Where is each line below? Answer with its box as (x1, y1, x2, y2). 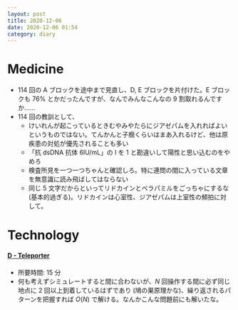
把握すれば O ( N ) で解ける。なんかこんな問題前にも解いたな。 (42, 294, 223, 304)
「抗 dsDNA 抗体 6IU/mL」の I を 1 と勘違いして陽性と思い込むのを (28, 148, 224, 157)
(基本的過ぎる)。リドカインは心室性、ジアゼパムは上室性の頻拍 (28, 193, 214, 201)
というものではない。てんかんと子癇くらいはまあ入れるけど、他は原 (28, 130, 228, 139)
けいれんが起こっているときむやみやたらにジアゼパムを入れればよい (28, 121, 228, 130)
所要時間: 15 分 (17, 268, 61, 276)
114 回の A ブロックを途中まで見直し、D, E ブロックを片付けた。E (17, 86, 210, 94)
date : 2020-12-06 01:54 (7, 24, 78, 31)
